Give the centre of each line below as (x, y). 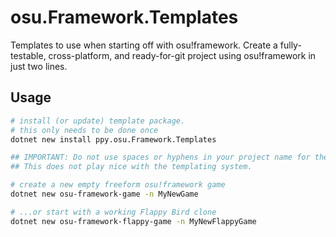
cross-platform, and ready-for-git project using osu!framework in (182, 55)
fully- (290, 45)
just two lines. (39, 66)
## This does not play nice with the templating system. (131, 167)
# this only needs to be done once (84, 130)
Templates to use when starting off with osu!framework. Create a (144, 45)
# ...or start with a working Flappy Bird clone (113, 212)
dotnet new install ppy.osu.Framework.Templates (113, 139)
